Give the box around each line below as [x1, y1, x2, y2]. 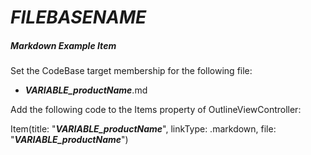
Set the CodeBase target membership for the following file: [10, 65, 253, 77]
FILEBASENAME [10, 6, 147, 29]
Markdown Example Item [10, 39, 117, 51]
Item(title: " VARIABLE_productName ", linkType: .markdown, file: [10, 123, 277, 135]
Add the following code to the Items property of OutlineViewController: [10, 104, 302, 116]
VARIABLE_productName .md [24, 84, 148, 96]
